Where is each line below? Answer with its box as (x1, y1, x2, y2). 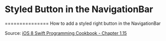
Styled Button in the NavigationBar (5, 4, 153, 15)
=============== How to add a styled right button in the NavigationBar (5, 20, 161, 26)
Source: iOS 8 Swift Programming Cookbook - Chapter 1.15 (5, 30, 127, 36)
